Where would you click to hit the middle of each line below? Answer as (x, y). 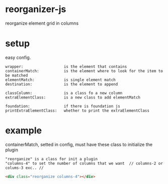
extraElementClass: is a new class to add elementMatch (73, 97)
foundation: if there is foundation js (63, 106)
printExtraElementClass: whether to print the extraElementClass (77, 111)
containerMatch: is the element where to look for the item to (84, 71)
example (24, 130)
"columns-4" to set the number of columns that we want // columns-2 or (84, 163)
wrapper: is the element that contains (66, 66)
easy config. (18, 57)
